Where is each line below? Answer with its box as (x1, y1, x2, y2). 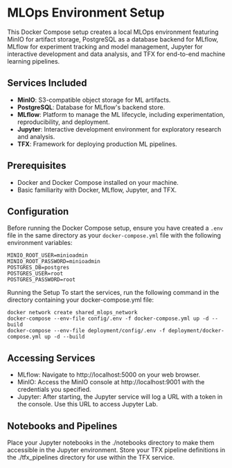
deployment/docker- (168, 327, 225, 334)
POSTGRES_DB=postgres (7, 264, 70, 271)
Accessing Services (7, 352, 96, 364)
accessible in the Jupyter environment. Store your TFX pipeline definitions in (7, 446, 226, 454)
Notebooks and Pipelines (7, 420, 118, 432)
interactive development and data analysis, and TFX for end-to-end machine (7, 50, 226, 58)
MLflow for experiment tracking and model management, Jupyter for (7, 42, 203, 51)
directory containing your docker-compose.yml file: (7, 296, 154, 304)
